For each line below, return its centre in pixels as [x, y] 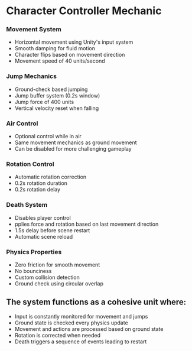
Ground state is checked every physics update [71, 323]
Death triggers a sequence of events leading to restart [81, 342]
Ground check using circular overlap [59, 283]
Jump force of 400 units [44, 102]
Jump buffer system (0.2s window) [57, 95]
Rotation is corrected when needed [58, 335]
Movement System [34, 30]
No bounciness [33, 271]
